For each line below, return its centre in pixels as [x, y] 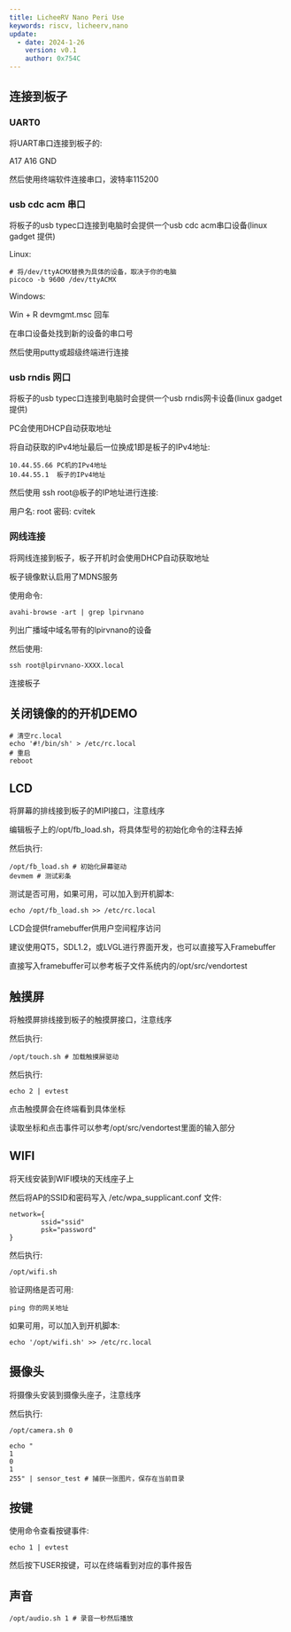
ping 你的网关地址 [39, 1308]
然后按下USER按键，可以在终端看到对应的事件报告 [101, 1565]
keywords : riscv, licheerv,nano [69, 26]
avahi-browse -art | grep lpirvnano [77, 612]
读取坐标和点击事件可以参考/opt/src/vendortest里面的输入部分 [123, 1128]
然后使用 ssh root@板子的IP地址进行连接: [84, 492]
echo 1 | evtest [39, 1548]
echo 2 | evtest [39, 1092]
